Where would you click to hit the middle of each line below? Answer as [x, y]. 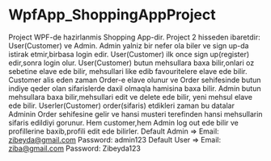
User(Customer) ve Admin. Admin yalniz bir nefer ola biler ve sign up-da [129, 45]
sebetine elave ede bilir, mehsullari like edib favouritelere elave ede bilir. [128, 71]
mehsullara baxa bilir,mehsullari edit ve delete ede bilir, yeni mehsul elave [131, 97]
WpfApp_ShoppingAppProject [112, 15]
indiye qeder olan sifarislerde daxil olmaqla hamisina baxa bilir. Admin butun [135, 88]
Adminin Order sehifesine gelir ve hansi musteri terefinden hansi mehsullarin [135, 114]
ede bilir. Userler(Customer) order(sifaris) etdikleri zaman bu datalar [121, 105]
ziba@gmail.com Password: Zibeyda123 [75, 148]
